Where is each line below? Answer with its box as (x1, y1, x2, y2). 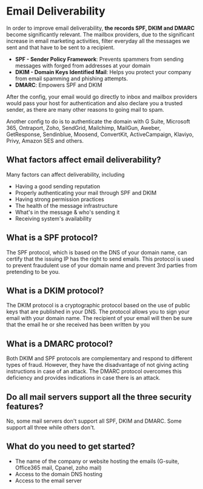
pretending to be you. (6, 268, 61, 275)
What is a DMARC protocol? (6, 338, 113, 349)
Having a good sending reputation (15, 182, 101, 190)
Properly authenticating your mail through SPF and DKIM (15, 189, 157, 196)
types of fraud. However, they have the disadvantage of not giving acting (6, 361, 189, 369)
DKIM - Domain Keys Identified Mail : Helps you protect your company (15, 68, 191, 75)
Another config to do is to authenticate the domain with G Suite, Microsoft (6, 117, 190, 125)
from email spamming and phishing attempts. (15, 75, 128, 82)
